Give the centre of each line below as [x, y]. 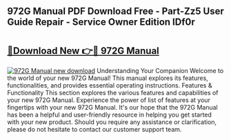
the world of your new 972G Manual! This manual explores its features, [108, 78]
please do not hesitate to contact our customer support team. [94, 129]
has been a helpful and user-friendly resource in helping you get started [110, 114]
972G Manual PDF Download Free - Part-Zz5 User [115, 11]
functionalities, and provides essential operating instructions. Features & [110, 85]
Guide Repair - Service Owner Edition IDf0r [101, 22]
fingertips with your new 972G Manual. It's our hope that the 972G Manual [113, 107]
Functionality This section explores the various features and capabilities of [113, 93]
